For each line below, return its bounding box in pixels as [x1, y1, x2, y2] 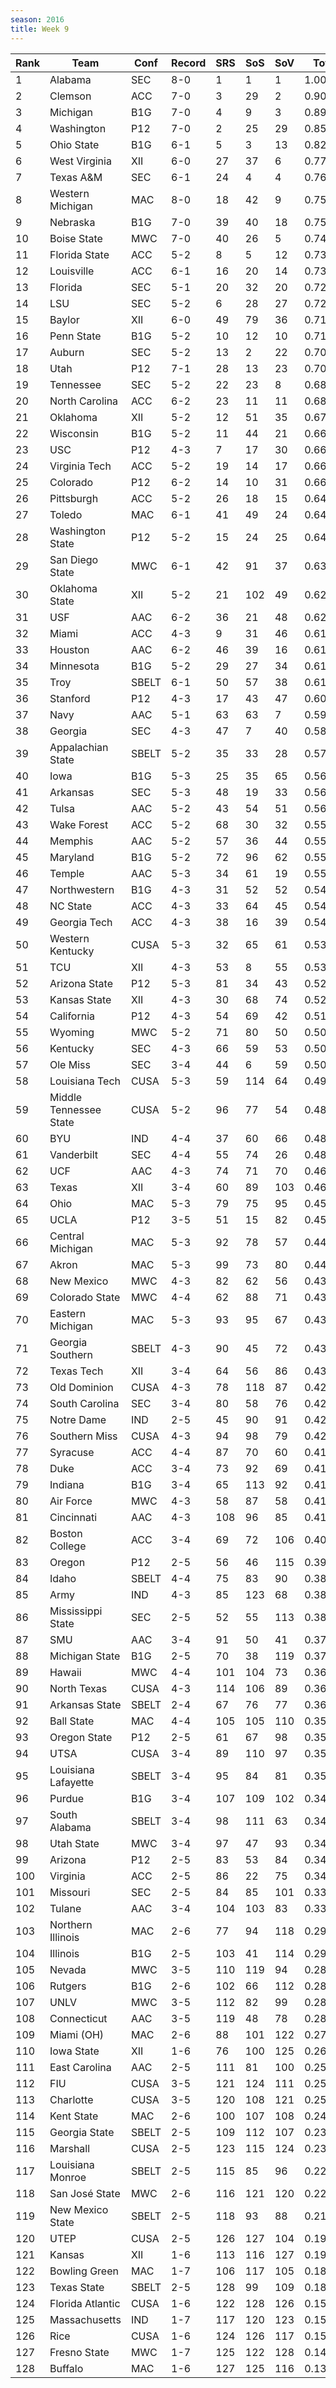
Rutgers [49, 1979, 87, 1993]
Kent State [49, 2109, 99, 2123]
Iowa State [49, 2044, 100, 2058]
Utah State [49, 1836, 100, 1850]
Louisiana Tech [49, 1074, 121, 1088]
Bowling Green [49, 2264, 119, 2278]
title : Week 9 [10, 24, 70, 34]
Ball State [49, 1714, 95, 1728]
